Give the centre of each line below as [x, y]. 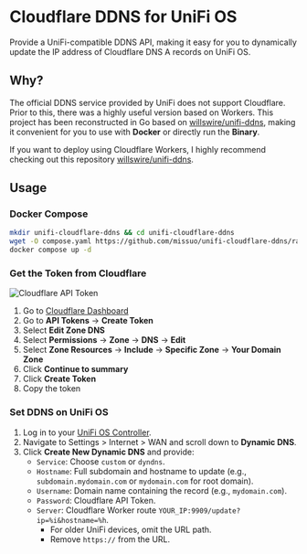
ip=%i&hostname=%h [71, 520]
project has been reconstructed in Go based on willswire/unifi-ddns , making [153, 122]
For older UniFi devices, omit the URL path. [131, 529]
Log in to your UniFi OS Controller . [87, 432]
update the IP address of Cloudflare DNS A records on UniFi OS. [130, 51]
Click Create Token [59, 379]
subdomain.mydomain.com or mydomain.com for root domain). [145, 481]
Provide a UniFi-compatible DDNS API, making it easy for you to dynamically [153, 42]
